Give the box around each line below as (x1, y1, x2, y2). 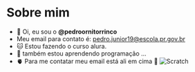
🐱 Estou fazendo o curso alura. (16, 42, 107, 50)
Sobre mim (6, 5, 70, 21)
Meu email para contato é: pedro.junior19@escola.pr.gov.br (16, 34, 186, 43)
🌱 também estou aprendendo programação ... (16, 49, 147, 58)
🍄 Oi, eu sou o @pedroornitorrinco (16, 27, 118, 36)
